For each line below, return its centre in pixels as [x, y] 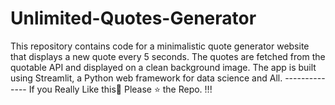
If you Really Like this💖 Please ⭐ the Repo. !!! [120, 89]
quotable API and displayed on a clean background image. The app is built [163, 67]
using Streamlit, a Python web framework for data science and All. [146, 78]
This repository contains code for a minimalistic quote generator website [160, 46]
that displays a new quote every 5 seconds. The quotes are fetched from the [168, 56]
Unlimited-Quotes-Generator [133, 18]
